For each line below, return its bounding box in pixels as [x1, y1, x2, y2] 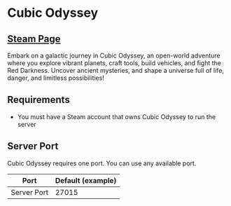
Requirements [7, 94, 70, 106]
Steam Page [7, 33, 61, 45]
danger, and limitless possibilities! [7, 74, 105, 82]
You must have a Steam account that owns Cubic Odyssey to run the [17, 112, 216, 121]
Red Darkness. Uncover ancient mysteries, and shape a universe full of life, [7, 67, 224, 74]
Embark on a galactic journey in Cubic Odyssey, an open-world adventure [7, 51, 220, 60]
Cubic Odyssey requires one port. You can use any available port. [7, 159, 197, 167]
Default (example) [55, 175, 117, 185]
